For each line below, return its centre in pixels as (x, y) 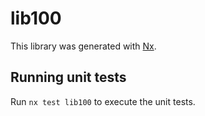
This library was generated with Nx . (83, 46)
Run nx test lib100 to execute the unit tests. (103, 101)
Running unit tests (68, 77)
